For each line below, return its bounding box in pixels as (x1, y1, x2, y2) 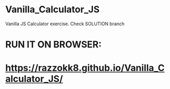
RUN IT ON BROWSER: (5, 39, 102, 50)
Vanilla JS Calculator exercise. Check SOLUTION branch (5, 21, 125, 27)
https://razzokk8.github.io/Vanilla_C (5, 62, 165, 74)
